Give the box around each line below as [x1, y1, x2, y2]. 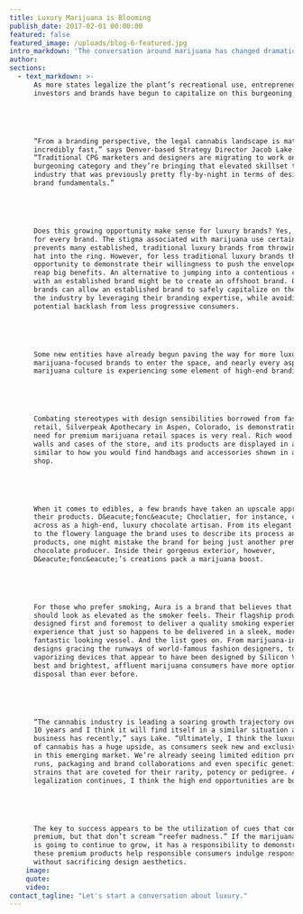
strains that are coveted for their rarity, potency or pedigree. [32, 768, 289, 777]
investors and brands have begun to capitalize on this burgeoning [32, 88, 293, 97]
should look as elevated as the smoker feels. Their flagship [32, 611, 272, 620]
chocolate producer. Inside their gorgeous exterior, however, [32, 546, 277, 555]
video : [25, 882, 50, 891]
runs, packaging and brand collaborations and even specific [32, 759, 269, 768]
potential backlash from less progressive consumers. [32, 301, 241, 311]
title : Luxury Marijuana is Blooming [9, 13, 151, 23]
